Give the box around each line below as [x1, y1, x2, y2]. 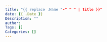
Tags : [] [5, 25, 23, 30]
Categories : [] [5, 29, 36, 34]
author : [5, 20, 21, 26]
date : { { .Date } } [5, 12, 43, 16]
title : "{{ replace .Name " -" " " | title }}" [5, 7, 103, 12]
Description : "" [5, 16, 38, 21]
